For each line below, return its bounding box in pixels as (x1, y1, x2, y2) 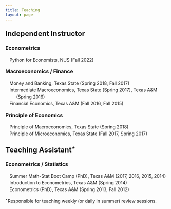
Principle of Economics (5, 111, 63, 119)
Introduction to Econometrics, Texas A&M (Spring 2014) (9, 179, 127, 185)
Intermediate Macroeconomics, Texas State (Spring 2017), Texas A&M (9, 87, 158, 93)
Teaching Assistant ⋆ (5, 143, 75, 154)
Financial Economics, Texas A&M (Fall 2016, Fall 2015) (9, 100, 124, 106)
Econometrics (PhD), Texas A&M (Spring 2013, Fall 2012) (9, 186, 129, 193)
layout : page (5, 12, 33, 17)
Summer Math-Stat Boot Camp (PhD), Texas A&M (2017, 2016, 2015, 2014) (9, 173, 166, 179)
